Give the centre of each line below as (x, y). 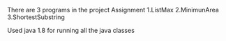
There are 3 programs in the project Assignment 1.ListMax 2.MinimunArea (113, 10)
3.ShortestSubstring (36, 17)
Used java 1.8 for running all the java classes (71, 30)
